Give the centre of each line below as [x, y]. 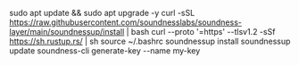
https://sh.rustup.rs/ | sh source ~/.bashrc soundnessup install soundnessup [150, 41]
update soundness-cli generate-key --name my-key [105, 51]
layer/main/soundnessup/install [67, 32]
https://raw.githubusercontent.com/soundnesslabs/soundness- [126, 22]
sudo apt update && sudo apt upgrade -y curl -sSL [102, 13]
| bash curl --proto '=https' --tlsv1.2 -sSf [201, 32]
